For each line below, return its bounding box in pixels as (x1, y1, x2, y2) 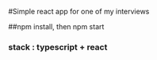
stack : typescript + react (8, 41, 108, 52)
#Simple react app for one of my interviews (8, 7, 150, 16)
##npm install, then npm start (8, 22, 105, 31)
